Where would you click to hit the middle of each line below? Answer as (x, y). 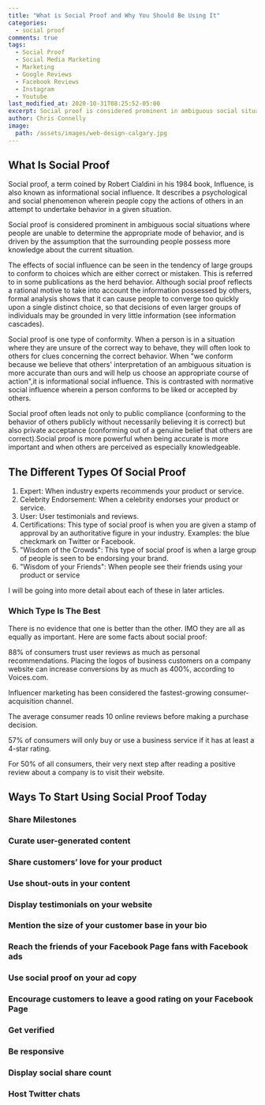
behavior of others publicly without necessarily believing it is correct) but (127, 422)
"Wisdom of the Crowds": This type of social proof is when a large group (138, 550)
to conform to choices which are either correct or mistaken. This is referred (131, 274)
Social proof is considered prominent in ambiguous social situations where (129, 225)
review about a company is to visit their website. (87, 772)
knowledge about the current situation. (71, 250)
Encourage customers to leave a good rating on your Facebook (131, 999)
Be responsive (36, 1051)
